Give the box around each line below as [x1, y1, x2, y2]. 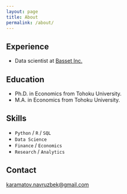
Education [6, 75, 45, 85]
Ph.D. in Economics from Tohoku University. [14, 90, 122, 97]
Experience [6, 41, 49, 51]
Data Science [14, 137, 47, 143]
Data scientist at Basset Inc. [14, 57, 83, 64]
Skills [6, 114, 27, 124]
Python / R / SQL [14, 129, 51, 136]
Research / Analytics [14, 148, 65, 155]
